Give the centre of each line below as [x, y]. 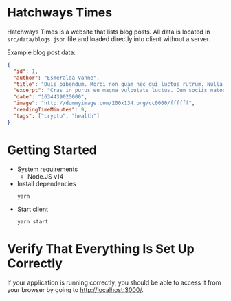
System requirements [47, 169]
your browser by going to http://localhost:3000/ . [76, 289]
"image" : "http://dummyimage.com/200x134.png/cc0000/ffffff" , [104, 103]
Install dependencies [47, 183]
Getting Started [52, 150]
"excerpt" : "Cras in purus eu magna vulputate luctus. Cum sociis [110, 91]
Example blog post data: [41, 52]
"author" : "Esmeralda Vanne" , [56, 78]
